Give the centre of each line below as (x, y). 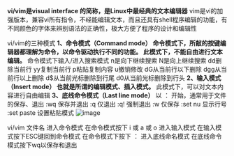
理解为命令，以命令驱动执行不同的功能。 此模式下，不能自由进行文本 (124, 52)
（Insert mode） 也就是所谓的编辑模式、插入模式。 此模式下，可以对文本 (112, 87)
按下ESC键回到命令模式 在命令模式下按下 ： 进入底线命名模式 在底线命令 (117, 136)
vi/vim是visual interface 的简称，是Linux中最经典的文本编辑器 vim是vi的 (112, 11)
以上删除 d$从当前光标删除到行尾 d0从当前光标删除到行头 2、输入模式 (120, 78)
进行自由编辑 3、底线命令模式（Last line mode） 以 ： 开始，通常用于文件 (120, 95)
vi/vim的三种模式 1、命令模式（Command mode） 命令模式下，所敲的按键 (114, 43)
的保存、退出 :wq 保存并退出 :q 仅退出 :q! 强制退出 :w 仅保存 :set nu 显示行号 (117, 104)
